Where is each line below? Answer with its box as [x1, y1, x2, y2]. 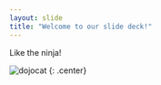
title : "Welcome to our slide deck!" [9, 22, 153, 31]
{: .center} [48, 65, 87, 76]
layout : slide [9, 13, 64, 23]
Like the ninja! [9, 47, 62, 58]
